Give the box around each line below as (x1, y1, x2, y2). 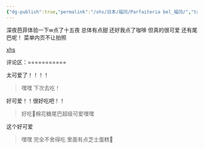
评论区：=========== (6, 58, 67, 65)
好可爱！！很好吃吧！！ (6, 97, 65, 104)
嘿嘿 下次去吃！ (21, 84, 61, 91)
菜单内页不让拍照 (23, 34, 67, 41)
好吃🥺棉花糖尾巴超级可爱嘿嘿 (21, 110, 94, 117)
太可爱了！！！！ (6, 71, 49, 79)
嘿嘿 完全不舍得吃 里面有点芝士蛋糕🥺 (21, 136, 114, 143)
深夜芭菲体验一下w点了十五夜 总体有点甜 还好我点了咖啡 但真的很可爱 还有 (6, 26, 192, 33)
